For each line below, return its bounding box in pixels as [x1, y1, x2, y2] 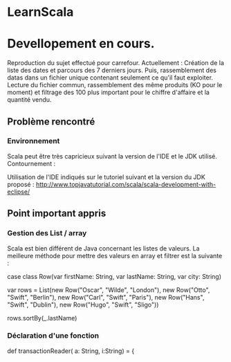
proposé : [7, 180, 35, 188]
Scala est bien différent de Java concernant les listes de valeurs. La [7, 244, 200, 253]
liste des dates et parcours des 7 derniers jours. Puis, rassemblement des [7, 66, 216, 75]
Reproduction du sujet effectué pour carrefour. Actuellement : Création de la [7, 59, 225, 67]
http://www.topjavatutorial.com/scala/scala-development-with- [35, 180, 216, 188]
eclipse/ [7, 188, 30, 196]
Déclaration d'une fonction [7, 331, 100, 341]
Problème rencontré [7, 116, 95, 127]
